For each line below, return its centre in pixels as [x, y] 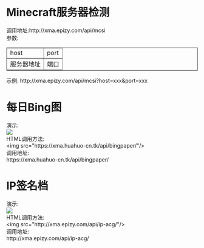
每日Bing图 [34, 107]
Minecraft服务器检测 [58, 12]
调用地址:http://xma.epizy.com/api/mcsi [56, 30]
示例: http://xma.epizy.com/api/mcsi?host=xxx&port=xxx [77, 80]
